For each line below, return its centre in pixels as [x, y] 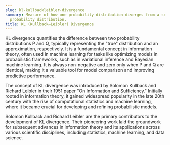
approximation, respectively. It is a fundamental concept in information [79, 49]
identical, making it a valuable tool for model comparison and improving [80, 70]
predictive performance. [30, 76]
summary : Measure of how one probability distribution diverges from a [82, 15]
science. [14, 138]
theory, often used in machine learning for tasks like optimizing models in [81, 54]
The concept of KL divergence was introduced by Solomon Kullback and [81, 86]
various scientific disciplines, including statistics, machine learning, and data [85, 133]
